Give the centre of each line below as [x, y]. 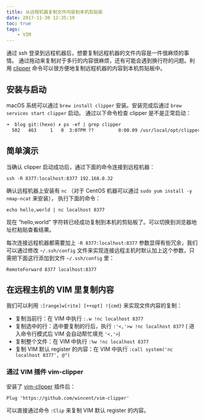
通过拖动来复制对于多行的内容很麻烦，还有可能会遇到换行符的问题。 [104, 61]
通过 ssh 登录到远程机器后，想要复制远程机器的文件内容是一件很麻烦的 [95, 53]
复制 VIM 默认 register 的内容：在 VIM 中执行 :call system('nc [94, 349]
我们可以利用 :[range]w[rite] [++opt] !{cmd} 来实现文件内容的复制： [94, 306]
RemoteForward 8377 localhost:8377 [52, 269]
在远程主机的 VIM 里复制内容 [60, 289]
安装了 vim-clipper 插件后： [41, 386]
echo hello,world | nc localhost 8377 [56, 210]
